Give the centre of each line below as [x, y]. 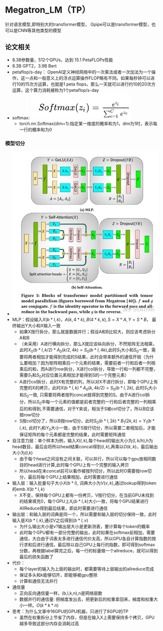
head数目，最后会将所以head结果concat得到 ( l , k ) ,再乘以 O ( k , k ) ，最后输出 [85, 447]
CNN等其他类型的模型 [40, 30]
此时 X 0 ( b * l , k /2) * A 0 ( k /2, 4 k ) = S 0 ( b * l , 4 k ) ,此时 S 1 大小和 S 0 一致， [85, 350]
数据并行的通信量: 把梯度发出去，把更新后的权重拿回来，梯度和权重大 [89, 599]
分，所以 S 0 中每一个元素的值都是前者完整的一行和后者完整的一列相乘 [88, 402]
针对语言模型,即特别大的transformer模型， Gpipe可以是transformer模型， [78, 24]
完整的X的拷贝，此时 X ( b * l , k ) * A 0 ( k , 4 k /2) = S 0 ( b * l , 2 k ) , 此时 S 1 [84, 389]
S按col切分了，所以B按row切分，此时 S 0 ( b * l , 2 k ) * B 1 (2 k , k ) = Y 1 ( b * [87, 421]
